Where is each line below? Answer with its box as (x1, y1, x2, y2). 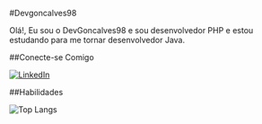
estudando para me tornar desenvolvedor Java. (9, 35, 186, 45)
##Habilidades (9, 87, 64, 97)
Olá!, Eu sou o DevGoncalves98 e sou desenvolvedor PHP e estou (9, 25, 254, 35)
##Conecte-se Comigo (9, 52, 94, 62)
